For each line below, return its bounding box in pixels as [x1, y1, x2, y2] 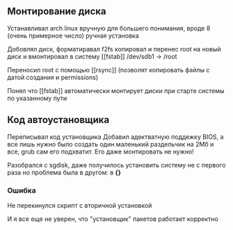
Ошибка [7, 186, 36, 195]
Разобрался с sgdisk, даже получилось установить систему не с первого [7, 161, 226, 169]
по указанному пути [7, 94, 67, 102]
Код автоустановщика [7, 114, 110, 126]
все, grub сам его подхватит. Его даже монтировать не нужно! [7, 147, 195, 156]
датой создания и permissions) [7, 73, 99, 81]
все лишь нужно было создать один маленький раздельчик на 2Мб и [7, 140, 214, 148]
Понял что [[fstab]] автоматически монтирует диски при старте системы [7, 86, 225, 95]
